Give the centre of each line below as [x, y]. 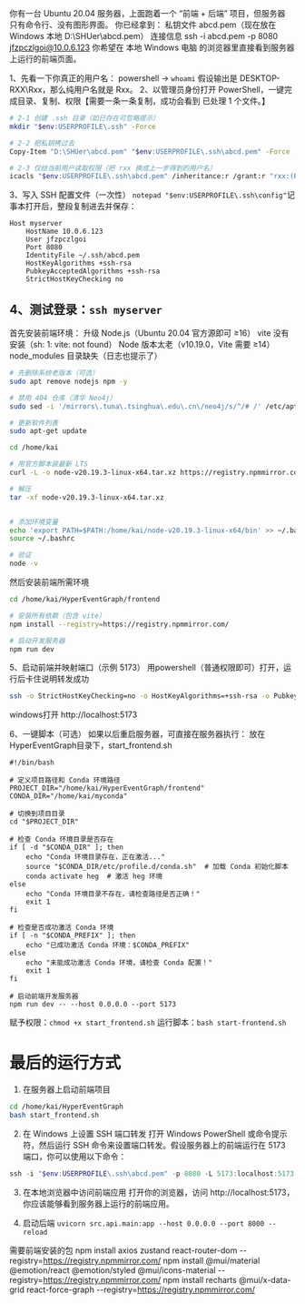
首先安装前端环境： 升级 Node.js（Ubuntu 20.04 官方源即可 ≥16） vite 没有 [149, 333]
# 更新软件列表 [34, 423]
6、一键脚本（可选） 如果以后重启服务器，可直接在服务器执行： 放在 [138, 734]
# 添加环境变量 [34, 521]
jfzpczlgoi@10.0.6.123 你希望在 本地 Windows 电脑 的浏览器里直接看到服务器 [152, 47]
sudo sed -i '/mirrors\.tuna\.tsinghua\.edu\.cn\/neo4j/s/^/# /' [135, 406]
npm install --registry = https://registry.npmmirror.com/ [119, 624]
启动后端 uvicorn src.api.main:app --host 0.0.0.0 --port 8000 [143, 1223]
